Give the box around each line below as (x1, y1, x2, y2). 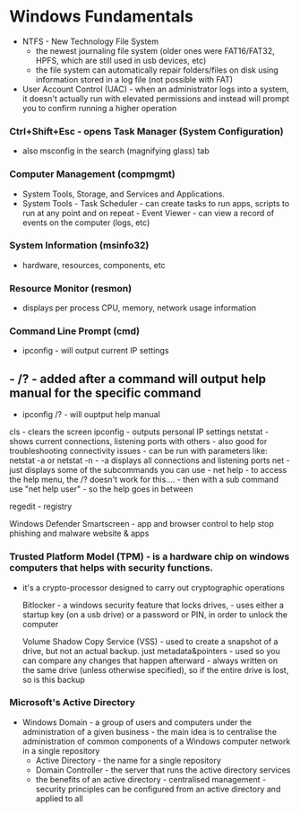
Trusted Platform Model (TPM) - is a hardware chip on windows (9, 550, 290, 563)
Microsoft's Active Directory (9, 696, 136, 709)
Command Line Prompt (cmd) (9, 325, 141, 337)
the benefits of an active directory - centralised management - (35, 774, 267, 784)
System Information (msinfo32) (9, 240, 150, 252)
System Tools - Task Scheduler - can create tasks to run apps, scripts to (21, 197, 290, 208)
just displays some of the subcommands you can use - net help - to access (9, 465, 287, 476)
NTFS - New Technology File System (21, 36, 159, 47)
